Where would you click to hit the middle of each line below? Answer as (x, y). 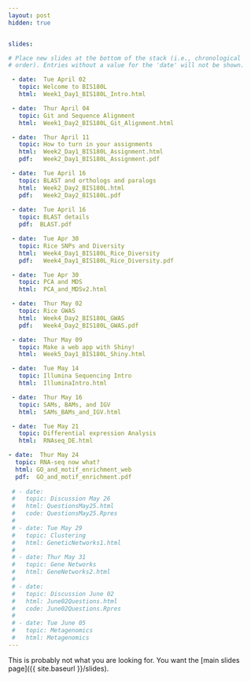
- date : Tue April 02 (49, 79)
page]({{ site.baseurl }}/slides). (59, 668)
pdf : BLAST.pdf (45, 225)
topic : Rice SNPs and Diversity (72, 246)
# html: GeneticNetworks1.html (66, 543)
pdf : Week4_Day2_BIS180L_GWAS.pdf (79, 326)
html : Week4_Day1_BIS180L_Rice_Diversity (89, 253)
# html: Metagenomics (50, 638)
